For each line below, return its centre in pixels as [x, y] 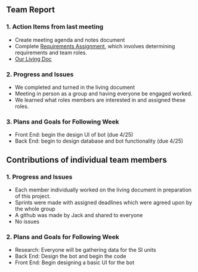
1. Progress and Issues [39, 177]
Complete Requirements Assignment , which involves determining [95, 46]
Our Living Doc [33, 58]
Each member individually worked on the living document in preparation [103, 190]
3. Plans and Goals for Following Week [63, 122]
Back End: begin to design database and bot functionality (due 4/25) [99, 141]
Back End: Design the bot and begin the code [70, 256]
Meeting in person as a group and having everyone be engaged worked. [103, 93]
